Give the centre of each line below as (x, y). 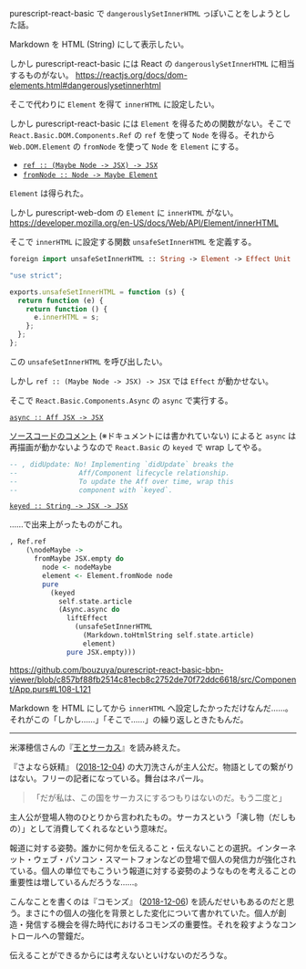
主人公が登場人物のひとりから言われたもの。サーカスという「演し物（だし (149, 816)
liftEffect (87, 618)
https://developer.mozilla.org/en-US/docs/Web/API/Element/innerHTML (144, 223)
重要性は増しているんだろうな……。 (76, 882)
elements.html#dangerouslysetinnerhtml (85, 85)
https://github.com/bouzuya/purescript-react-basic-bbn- (117, 669)
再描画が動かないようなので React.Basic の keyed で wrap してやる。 (138, 447)
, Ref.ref (28, 542)
